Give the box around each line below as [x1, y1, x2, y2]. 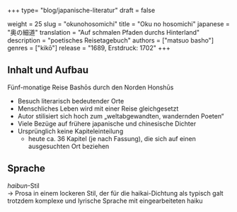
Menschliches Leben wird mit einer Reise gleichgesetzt [17, 104, 179, 113]
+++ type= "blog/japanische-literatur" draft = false [7, 6, 156, 14]
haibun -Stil [7, 181, 40, 190]
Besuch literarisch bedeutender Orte [17, 96, 125, 105]
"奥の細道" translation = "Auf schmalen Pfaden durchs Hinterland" [7, 28, 200, 36]
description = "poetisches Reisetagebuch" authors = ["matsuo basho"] [7, 36, 214, 45]
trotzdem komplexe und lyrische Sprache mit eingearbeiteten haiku [7, 196, 203, 205]
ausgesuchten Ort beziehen [28, 142, 110, 150]
